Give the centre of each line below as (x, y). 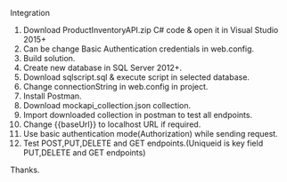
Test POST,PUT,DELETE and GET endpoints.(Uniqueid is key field (143, 143)
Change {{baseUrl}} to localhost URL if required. (112, 124)
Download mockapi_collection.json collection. (107, 105)
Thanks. (25, 170)
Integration (30, 13)
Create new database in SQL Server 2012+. (102, 67)
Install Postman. (53, 96)
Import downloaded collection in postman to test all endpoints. (138, 115)
